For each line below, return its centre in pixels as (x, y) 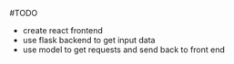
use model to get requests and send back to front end (124, 50)
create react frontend (62, 30)
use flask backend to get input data (89, 40)
